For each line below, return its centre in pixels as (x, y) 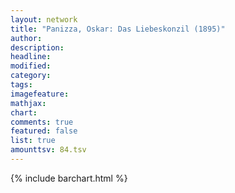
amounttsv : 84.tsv (48, 150)
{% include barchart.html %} (69, 178)
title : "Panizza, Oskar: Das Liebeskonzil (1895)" (118, 29)
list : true (33, 141)
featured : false (44, 131)
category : (31, 76)
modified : (31, 66)
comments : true (42, 122)
